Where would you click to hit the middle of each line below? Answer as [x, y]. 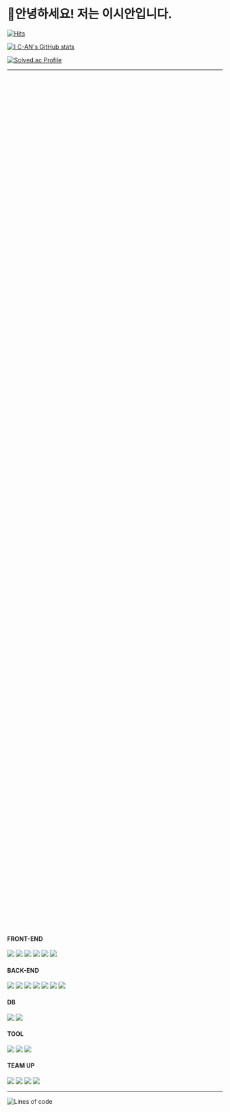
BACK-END [23, 970]
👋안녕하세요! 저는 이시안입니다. [90, 14]
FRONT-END [25, 939]
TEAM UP [21, 1065]
